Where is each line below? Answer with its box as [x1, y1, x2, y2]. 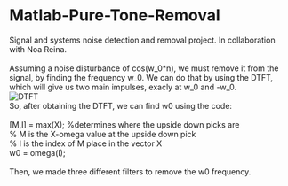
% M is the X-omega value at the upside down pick [9, 128, 196, 139]
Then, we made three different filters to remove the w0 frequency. [9, 166, 252, 177]
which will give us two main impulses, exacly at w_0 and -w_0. [9, 81, 237, 92]
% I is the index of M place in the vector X [9, 138, 163, 149]
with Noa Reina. [9, 43, 68, 54]
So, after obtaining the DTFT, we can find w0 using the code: [9, 100, 233, 111]
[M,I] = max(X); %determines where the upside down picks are [9, 119, 240, 129]
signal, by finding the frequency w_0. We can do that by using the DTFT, [9, 72, 274, 82]
